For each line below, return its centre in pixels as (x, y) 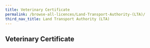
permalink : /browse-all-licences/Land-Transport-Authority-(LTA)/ (75, 14)
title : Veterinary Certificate (37, 10)
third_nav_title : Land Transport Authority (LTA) (58, 19)
